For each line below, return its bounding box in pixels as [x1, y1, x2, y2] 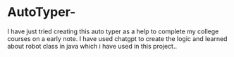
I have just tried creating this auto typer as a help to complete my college [7, 27, 219, 35]
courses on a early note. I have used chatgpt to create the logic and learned [7, 34, 228, 42]
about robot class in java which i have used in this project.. [7, 42, 178, 50]
